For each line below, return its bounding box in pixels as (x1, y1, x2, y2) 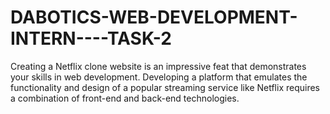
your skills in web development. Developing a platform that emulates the (10, 71, 308, 83)
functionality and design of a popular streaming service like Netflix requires (10, 81, 320, 93)
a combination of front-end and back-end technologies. (10, 92, 240, 104)
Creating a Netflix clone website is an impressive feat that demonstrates (10, 60, 307, 72)
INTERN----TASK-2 (10, 27, 173, 50)
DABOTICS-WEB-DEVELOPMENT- (10, 6, 298, 29)
